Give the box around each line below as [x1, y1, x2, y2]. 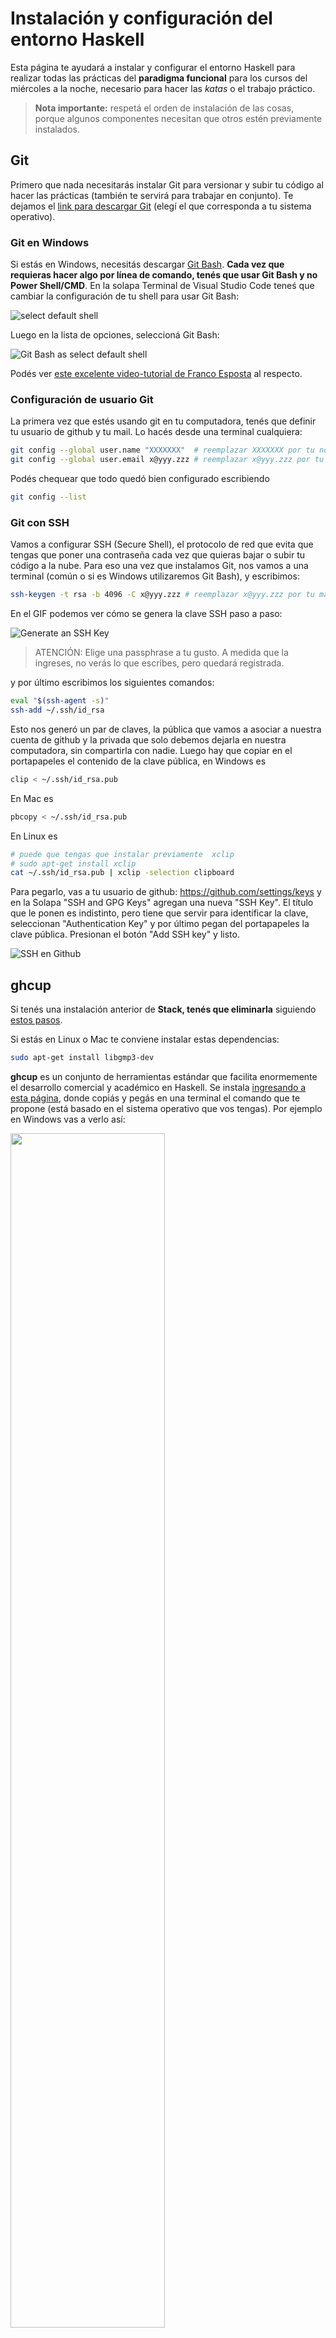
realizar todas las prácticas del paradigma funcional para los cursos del [10, 72, 308, 84]
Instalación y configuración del [10, 7, 273, 30]
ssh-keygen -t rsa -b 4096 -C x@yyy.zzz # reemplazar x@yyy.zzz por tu [10, 590, 315, 600]
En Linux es [10, 830, 58, 842]
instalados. [34, 123, 80, 135]
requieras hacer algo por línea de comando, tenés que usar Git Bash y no [10, 269, 318, 281]
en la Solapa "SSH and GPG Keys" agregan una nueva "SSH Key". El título [10, 897, 314, 909]
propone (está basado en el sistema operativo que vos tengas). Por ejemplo [10, 1102, 323, 1114]
